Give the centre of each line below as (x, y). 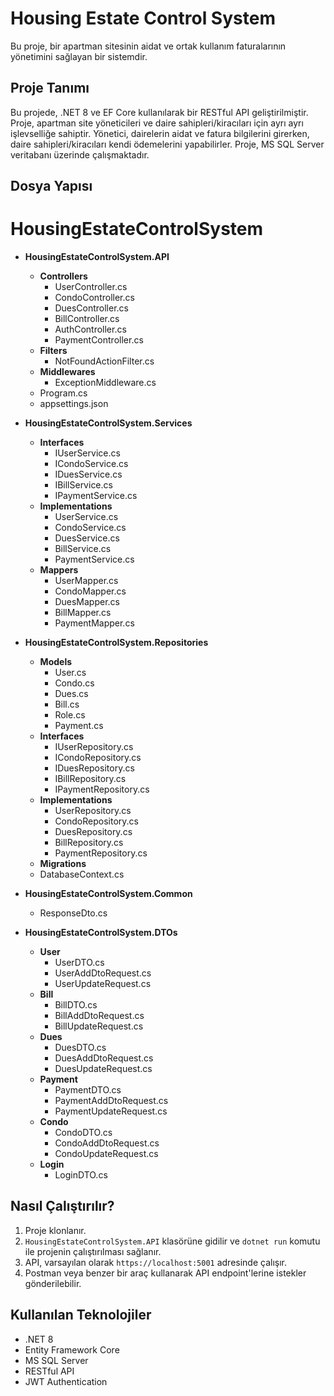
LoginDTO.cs (81, 1175)
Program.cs (63, 393)
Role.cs (70, 715)
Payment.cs (79, 726)
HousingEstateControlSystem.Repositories (116, 643)
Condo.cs (74, 683)
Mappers (59, 570)
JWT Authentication (66, 1381)
